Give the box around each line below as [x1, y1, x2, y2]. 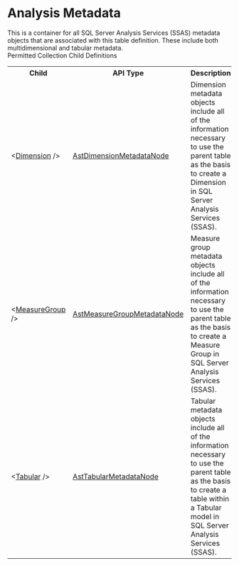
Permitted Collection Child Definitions [7, 51, 117, 60]
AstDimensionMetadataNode [72, 151, 169, 161]
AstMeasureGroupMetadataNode [72, 309, 184, 319]
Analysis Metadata [7, 5, 121, 21]
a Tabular [190, 503, 222, 513]
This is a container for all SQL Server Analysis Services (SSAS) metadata [7, 28, 221, 37]
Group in [190, 348, 220, 358]
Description [190, 68, 231, 78]
